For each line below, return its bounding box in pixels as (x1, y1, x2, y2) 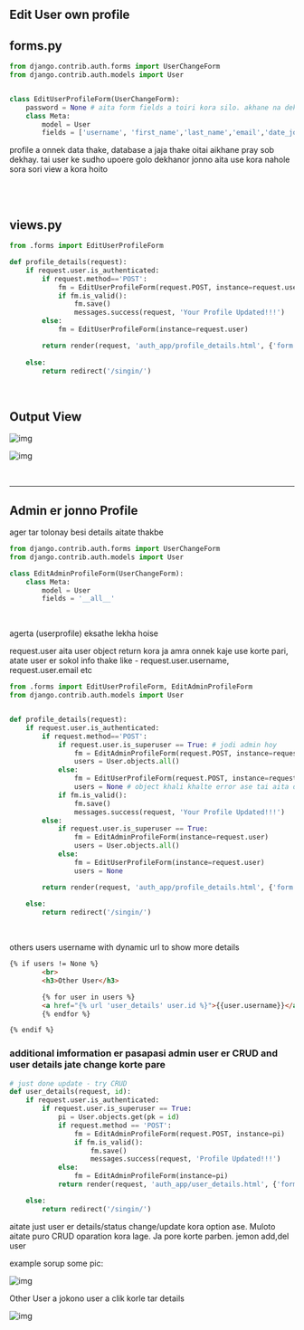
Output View (9, 409, 82, 424)
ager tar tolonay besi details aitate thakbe (9, 527, 165, 537)
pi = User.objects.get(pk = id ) (57, 1113, 180, 1122)
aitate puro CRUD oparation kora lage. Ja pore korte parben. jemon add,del (9, 1230, 290, 1241)
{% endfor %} (42, 1009, 91, 1019)
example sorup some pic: (9, 1258, 104, 1268)
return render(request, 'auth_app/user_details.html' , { (57, 1180, 278, 1189)
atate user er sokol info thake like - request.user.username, (9, 655, 230, 666)
